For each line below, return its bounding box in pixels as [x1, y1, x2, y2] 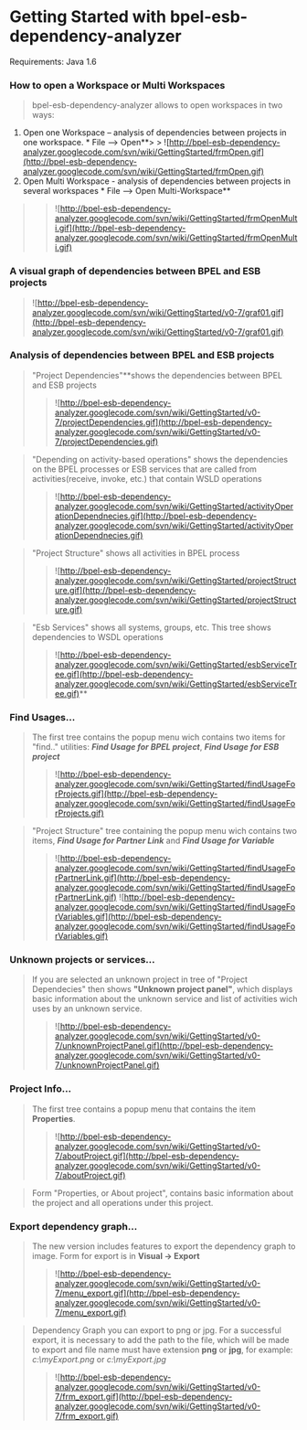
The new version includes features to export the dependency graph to [31, 1241, 296, 1252]
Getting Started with [9, 6, 167, 27]
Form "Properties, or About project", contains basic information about [31, 1187, 294, 1199]
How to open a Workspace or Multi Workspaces [9, 79, 226, 91]
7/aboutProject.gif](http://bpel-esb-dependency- [54, 1150, 240, 1161]
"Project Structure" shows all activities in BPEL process [31, 547, 240, 559]
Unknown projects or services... [9, 954, 155, 966]
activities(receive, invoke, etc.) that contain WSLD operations [31, 473, 262, 484]
